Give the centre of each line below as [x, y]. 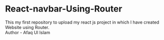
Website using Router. [27, 27]
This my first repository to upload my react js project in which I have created [82, 22]
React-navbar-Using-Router [64, 9]
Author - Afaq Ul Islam [28, 32]
